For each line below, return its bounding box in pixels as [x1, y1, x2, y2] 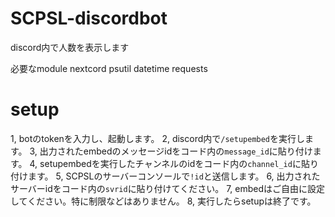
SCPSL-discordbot [10, 7, 168, 30]
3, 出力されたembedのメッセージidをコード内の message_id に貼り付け [29, 145, 313, 157]
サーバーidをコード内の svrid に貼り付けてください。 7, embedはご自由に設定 [10, 182, 326, 194]
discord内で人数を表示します [10, 41, 130, 53]
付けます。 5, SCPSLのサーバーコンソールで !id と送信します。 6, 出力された [10, 170, 321, 182]
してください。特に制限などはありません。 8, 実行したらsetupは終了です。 [10, 195, 317, 207]
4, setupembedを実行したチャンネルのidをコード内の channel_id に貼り [29, 157, 319, 169]
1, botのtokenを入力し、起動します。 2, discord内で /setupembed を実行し [10, 132, 306, 144]
